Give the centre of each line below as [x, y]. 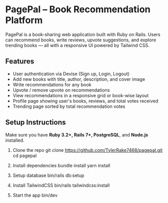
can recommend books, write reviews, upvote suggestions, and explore [81, 40]
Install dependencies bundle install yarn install [61, 165]
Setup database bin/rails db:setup [48, 175]
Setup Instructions [36, 122]
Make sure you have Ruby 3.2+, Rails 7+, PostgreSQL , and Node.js [77, 134]
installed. [15, 140]
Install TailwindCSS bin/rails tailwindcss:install [61, 185]
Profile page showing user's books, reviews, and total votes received [86, 101]
